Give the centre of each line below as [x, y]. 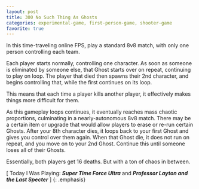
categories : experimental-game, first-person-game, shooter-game [89, 23]
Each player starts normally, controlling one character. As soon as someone [99, 63]
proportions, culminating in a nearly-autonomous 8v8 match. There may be [99, 118]
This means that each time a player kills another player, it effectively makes [99, 94]
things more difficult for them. [43, 100]
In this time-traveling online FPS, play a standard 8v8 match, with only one [98, 45]
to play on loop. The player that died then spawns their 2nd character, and [97, 76]
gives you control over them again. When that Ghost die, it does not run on [98, 138]
